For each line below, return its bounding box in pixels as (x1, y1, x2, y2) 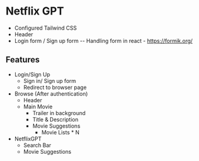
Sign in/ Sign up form (23, 77, 77, 84)
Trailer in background (32, 109, 86, 116)
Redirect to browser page (23, 84, 87, 91)
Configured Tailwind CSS (14, 24, 77, 31)
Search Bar (23, 141, 52, 149)
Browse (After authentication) (14, 90, 88, 97)
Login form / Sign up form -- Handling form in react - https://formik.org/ (14, 37, 193, 44)
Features (5, 54, 40, 65)
